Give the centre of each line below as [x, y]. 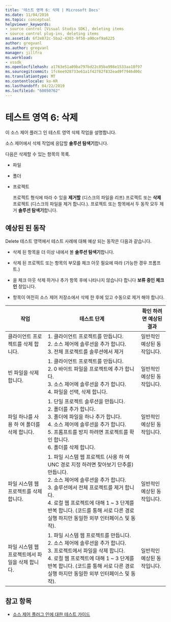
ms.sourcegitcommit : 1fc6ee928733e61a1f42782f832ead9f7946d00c [74, 72]
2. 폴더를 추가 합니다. [72, 409]
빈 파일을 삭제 [23, 373]
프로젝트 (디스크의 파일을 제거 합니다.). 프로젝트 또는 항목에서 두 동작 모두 [85, 204]
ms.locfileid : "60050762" [33, 91]
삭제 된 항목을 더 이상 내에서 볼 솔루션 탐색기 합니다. [63, 252]
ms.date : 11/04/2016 [27, 15]
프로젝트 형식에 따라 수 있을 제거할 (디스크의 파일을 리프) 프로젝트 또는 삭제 [87, 197]
